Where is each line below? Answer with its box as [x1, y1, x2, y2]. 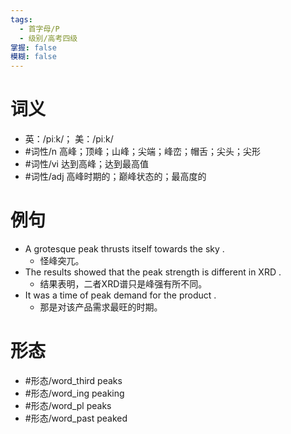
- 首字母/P [19, 24, 60, 34]
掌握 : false [10, 42, 57, 53]
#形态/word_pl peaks [24, 399, 112, 411]
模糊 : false [10, 52, 57, 62]
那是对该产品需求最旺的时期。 [39, 301, 163, 313]
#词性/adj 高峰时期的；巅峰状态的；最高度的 [24, 171, 207, 183]
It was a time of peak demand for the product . [24, 289, 217, 301]
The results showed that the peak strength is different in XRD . [24, 266, 282, 278]
